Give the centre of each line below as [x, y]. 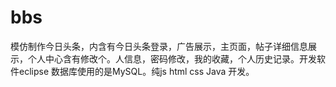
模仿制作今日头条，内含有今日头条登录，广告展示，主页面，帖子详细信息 [159, 46]
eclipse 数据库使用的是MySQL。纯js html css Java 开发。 [136, 71]
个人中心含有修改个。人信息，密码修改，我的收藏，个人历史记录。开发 [172, 58]
